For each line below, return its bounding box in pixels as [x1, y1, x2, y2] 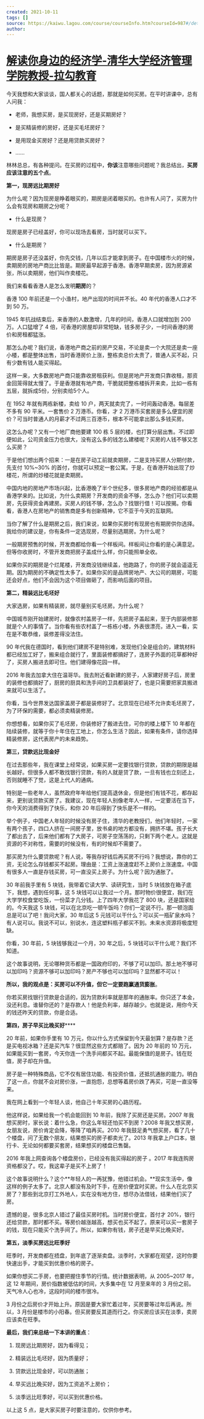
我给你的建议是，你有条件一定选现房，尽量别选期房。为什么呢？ [6, 528, 166, 535]
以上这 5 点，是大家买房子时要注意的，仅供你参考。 [6, 1406, 135, 1414]
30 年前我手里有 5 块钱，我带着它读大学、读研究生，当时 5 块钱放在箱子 [6, 881, 186, 888]
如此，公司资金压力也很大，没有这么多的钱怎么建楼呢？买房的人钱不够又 [11, 436, 192, 443]
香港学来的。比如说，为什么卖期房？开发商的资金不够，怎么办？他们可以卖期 [6, 492, 198, 499]
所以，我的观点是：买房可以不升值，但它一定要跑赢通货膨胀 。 [6, 981, 161, 988]
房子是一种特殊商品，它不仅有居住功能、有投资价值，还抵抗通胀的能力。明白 [6, 1071, 198, 1078]
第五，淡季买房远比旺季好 [6, 1239, 70, 1246]
